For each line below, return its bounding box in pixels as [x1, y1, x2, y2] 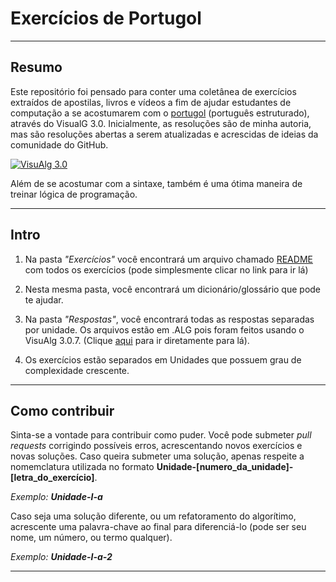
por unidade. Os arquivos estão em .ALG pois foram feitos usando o [24, 323, 305, 336]
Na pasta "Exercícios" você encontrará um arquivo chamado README [24, 253, 313, 265]
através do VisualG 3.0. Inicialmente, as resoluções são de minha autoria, [10, 117, 312, 129]
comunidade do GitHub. [10, 138, 109, 151]
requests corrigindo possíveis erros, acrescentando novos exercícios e [10, 440, 303, 452]
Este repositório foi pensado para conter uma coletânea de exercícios [10, 85, 297, 97]
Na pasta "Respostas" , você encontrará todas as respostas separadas [24, 313, 315, 325]
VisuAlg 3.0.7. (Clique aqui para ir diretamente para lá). [24, 334, 250, 346]
